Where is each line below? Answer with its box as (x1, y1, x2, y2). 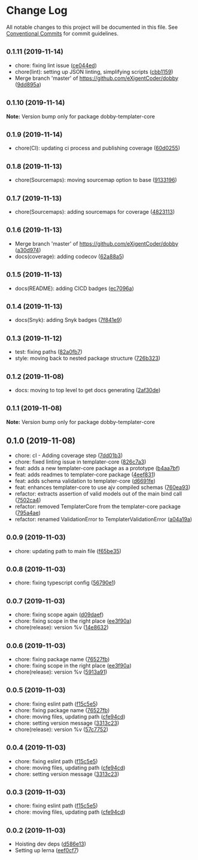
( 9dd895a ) (14, 80, 42, 88)
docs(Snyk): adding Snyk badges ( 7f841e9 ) (14, 316, 123, 324)
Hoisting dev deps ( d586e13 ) (14, 840, 87, 847)
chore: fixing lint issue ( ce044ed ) (14, 61, 98, 69)
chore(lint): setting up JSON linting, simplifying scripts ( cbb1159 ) (14, 68, 173, 75)
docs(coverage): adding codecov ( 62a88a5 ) (14, 253, 124, 260)
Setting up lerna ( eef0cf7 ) (14, 847, 79, 854)
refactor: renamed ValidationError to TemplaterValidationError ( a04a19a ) (14, 515, 193, 522)
